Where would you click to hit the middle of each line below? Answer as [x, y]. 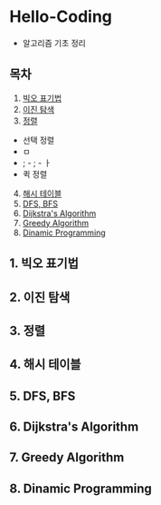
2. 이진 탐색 [40, 297]
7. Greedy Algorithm [67, 457]
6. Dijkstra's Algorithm [74, 427]
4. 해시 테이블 [45, 365]
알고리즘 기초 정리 [54, 43]
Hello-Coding [61, 17]
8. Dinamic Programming [80, 488]
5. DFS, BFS [43, 396]
